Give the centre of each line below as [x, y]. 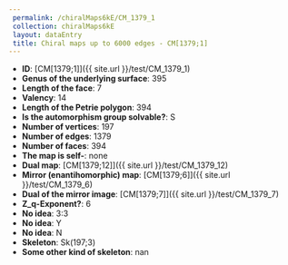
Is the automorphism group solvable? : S [99, 117]
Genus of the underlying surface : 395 [94, 79]
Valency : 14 [44, 98]
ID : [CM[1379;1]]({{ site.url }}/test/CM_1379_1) [106, 69]
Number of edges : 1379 [66, 136]
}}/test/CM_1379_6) [57, 185]
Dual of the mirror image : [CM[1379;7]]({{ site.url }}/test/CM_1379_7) [150, 194]
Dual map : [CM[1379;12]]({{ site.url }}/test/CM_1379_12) [125, 165]
